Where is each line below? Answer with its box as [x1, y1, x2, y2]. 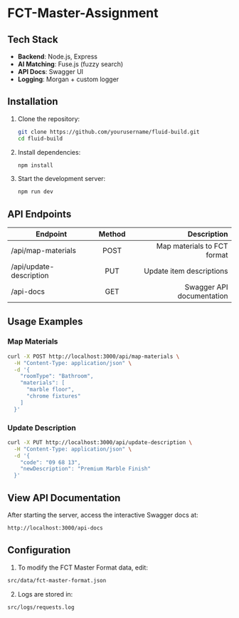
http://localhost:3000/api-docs [7, 525, 103, 532]
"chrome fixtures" [26, 393, 81, 400]
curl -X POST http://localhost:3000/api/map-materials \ [7, 353, 180, 360]
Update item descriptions [144, 266, 228, 276]
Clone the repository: [17, 114, 80, 123]
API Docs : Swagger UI [17, 68, 84, 76]
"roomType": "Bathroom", [20, 373, 94, 380]
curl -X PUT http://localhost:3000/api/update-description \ [7, 438, 193, 446]
